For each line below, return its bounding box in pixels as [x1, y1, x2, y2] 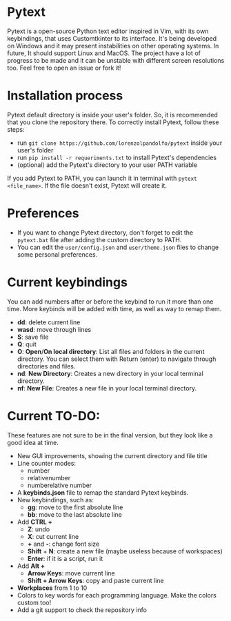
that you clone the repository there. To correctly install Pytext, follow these [7, 118, 219, 126]
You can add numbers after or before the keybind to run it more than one [7, 297, 214, 306]
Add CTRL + [17, 517, 53, 526]
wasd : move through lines [17, 325, 92, 333]
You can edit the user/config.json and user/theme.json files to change [17, 243, 219, 251]
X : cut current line [27, 532, 79, 540]
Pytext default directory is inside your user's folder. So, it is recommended [7, 110, 219, 119]
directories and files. [17, 362, 76, 370]
